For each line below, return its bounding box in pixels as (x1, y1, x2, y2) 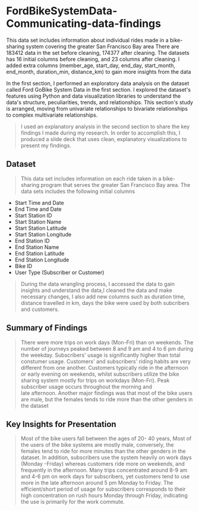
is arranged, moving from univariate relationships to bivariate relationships (6, 105, 188, 112)
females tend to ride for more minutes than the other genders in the (20, 448, 186, 455)
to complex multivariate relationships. (6, 111, 98, 119)
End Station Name (14, 243, 59, 251)
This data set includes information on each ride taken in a (20, 175, 162, 182)
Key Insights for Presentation (6, 419, 117, 429)
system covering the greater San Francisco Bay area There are (26, 43, 179, 50)
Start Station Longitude (14, 230, 72, 238)
